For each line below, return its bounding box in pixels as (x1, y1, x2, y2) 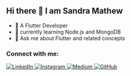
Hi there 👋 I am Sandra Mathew (6, 6, 123, 16)
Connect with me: (6, 49, 59, 57)
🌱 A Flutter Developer (14, 22, 68, 29)
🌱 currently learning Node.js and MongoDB (14, 28, 121, 35)
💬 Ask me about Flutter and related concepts (14, 34, 126, 42)
